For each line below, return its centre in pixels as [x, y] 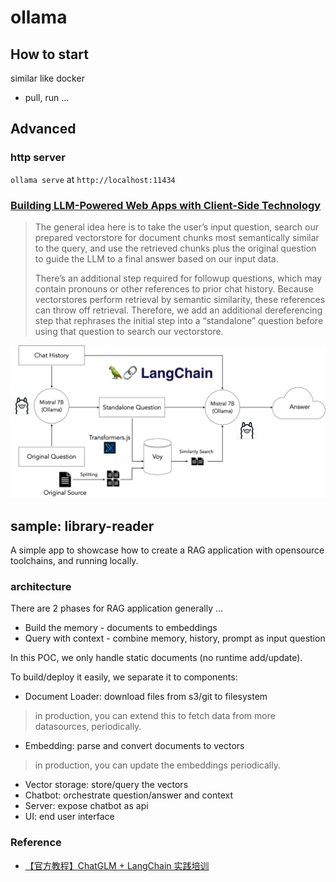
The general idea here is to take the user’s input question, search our [176, 227]
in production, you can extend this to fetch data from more [155, 716]
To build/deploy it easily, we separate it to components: [124, 677]
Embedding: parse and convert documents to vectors [134, 746]
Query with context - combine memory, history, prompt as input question [175, 638]
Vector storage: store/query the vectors [106, 785]
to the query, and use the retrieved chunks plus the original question [175, 248]
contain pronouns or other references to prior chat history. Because [174, 288]
